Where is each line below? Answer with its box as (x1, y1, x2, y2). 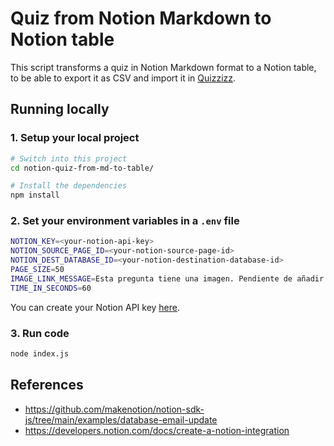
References (10, 377, 84, 394)
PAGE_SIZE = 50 (10, 265, 65, 275)
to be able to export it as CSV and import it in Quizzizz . (10, 72, 237, 84)
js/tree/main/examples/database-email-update (24, 413, 218, 426)
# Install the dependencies (10, 181, 128, 191)
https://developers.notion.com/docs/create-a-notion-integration (24, 424, 290, 436)
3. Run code (10, 326, 70, 340)
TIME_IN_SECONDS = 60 (10, 283, 92, 293)
